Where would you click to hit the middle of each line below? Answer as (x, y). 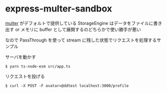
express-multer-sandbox (59, 9)
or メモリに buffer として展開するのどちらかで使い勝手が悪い (78, 29)
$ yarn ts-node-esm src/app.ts (38, 66)
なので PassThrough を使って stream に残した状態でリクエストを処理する (81, 40)
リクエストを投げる (25, 76)
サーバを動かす (21, 57)
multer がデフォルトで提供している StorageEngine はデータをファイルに (79, 23)
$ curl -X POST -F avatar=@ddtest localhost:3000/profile (67, 85)
